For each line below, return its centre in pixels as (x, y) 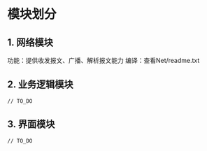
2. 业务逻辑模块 (40, 85)
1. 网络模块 (30, 42)
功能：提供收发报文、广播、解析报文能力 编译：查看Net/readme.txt (103, 60)
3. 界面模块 (31, 124)
